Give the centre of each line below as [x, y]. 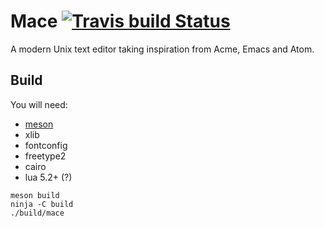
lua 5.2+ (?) [48, 177]
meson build [35, 195]
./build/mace [37, 213]
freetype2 [45, 156]
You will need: [39, 104]
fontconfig [46, 145]
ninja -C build [42, 204]
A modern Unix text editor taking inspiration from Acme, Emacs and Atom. [162, 49]
